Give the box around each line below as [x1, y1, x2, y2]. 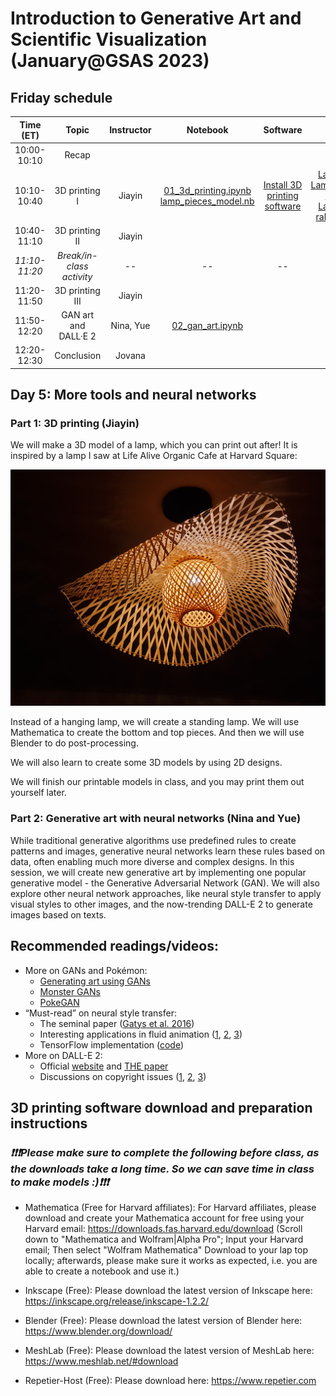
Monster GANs [39, 985, 101, 997]
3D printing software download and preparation [10, 1099, 313, 1116]
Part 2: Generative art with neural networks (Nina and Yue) [10, 812, 302, 826]
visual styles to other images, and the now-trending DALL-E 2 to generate [10, 898, 313, 910]
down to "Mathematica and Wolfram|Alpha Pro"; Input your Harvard [24, 1233, 304, 1246]
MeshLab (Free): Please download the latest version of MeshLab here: [24, 1345, 315, 1357]
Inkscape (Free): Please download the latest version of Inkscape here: [24, 1285, 313, 1297]
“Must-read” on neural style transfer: [24, 1007, 177, 1019]
